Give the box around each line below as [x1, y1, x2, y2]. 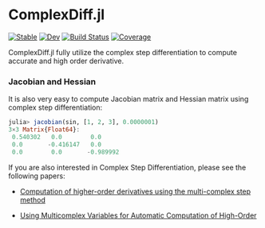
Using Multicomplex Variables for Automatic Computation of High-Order [19, 210, 257, 220]
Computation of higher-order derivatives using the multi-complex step [19, 186, 251, 196]
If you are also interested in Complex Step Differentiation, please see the [8, 162, 247, 172]
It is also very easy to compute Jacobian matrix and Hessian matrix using [8, 94, 249, 104]
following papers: [8, 170, 65, 181]
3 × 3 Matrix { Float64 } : [8, 126, 81, 134]
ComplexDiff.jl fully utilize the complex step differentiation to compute [8, 47, 238, 57]
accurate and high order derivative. [8, 56, 125, 66]
